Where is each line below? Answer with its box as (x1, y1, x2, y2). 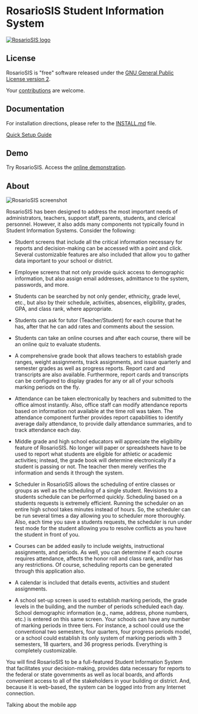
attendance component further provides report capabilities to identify (14, 414, 184, 421)
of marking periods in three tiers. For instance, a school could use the (14, 622, 184, 629)
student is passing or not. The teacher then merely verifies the (14, 463, 167, 470)
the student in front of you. (14, 531, 80, 538)
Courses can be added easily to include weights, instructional (14, 543, 164, 550)
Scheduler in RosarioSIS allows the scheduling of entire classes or (14, 481, 176, 488)
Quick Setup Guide (6, 131, 52, 138)
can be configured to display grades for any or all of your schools (14, 377, 174, 385)
